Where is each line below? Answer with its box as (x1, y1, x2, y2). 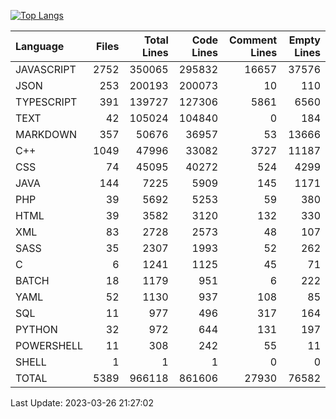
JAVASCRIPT (15, 63, 77, 76)
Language (15, 40, 65, 53)
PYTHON (15, 323, 58, 336)
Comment (229, 33, 278, 47)
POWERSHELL (15, 339, 83, 352)
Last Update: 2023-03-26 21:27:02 (10, 397, 154, 409)
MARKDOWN (15, 128, 78, 141)
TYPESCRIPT (15, 95, 78, 109)
